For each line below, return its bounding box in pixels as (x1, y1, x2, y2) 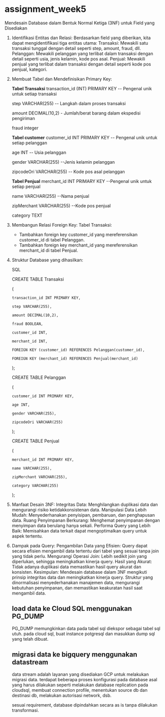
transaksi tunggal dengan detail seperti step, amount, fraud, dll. (11, 45, 141, 51)
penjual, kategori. (11, 66, 47, 72)
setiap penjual (11, 183, 41, 189)
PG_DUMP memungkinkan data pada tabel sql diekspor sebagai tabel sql (11, 625, 161, 631)
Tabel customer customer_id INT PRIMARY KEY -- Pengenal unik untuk (11, 134, 158, 140)
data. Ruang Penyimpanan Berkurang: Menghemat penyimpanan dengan (11, 517, 160, 523)
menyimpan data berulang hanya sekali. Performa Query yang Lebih (11, 522, 151, 529)
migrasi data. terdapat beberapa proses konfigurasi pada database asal (11, 676, 158, 682)
